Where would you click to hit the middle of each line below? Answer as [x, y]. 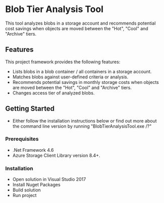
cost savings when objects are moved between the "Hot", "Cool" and [77, 28]
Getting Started [30, 109]
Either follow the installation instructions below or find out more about [85, 121]
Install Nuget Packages [36, 185]
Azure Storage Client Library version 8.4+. [56, 155]
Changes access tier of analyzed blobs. [53, 93]
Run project [24, 195]
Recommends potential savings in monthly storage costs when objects [86, 82]
